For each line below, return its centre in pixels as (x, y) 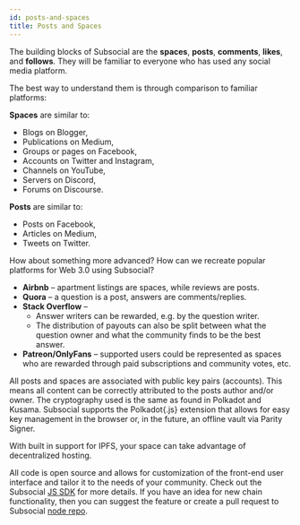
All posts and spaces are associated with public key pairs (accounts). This (146, 381)
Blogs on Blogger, (55, 132)
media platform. (39, 70)
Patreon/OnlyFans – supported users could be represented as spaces (152, 354)
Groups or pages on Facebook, (79, 151)
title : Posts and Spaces (56, 26)
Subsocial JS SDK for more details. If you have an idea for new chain (136, 491)
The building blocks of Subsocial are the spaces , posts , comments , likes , (146, 51)
